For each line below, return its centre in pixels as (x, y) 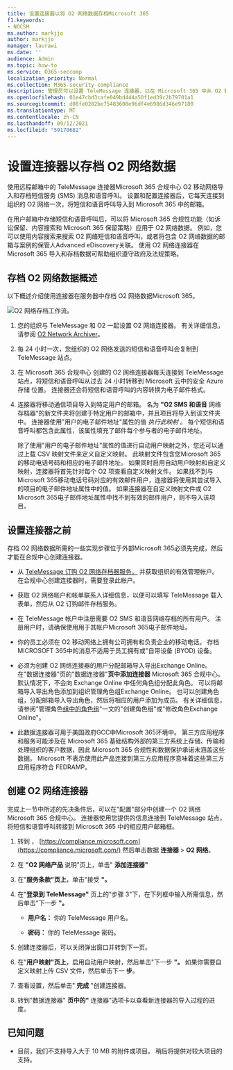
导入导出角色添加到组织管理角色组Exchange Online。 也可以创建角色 (121, 691)
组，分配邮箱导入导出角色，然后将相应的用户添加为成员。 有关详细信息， (121, 700)
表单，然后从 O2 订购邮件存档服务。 (69, 603)
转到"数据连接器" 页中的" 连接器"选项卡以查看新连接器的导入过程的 (113, 1000)
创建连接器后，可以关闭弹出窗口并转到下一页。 (84, 947)
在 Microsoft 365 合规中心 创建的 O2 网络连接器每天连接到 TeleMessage (120, 372)
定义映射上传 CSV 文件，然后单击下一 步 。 (78, 971)
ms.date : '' (24, 53)
